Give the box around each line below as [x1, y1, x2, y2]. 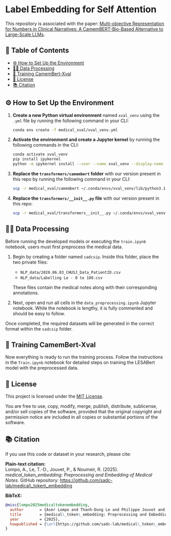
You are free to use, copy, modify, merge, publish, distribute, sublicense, [5, 403, 158, 409]
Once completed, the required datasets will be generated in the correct [5, 320, 154, 327]
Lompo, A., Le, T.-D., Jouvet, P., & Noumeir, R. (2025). [5, 467, 119, 473]
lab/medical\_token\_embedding [5, 483, 72, 489]
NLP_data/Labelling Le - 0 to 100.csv [20, 275, 103, 281]
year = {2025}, [10, 517, 60, 522]
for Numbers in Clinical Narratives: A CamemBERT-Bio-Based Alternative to [5, 26, 164, 32]
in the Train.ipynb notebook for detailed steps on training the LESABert [5, 359, 155, 366]
